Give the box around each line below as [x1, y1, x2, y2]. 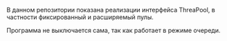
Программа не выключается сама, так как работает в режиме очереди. [6, 27, 221, 34]
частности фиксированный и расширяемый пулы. [6, 13, 154, 21]
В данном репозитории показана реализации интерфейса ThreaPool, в [6, 6, 215, 14]
